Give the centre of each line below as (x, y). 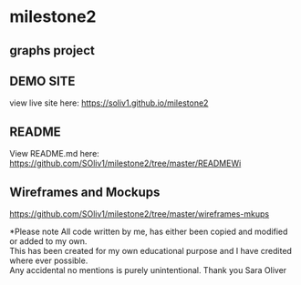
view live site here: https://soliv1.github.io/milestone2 (109, 103)
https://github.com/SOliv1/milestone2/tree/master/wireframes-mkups (140, 214)
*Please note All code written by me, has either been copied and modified (149, 232)
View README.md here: (55, 154)
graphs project (52, 51)
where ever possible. (49, 260)
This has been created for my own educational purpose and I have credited (150, 251)
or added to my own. (48, 241)
